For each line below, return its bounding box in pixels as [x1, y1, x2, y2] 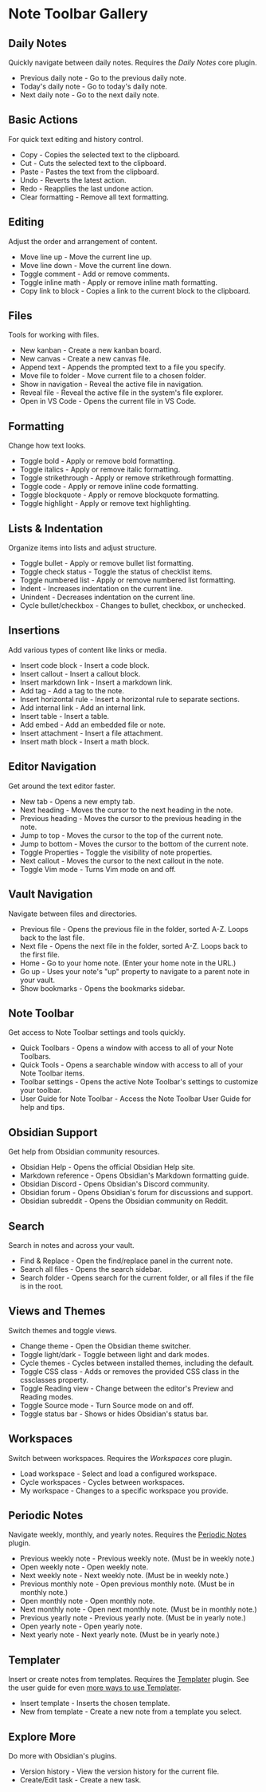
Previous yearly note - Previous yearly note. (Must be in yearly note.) [19, 1613, 247, 1623]
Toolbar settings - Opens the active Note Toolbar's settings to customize [19, 1077, 259, 1087]
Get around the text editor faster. [8, 781, 115, 791]
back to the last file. [19, 933, 85, 942]
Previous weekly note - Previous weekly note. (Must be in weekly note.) [19, 1553, 255, 1564]
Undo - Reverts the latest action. [19, 175, 127, 184]
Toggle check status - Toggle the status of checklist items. [19, 567, 213, 577]
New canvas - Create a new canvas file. [19, 354, 151, 364]
